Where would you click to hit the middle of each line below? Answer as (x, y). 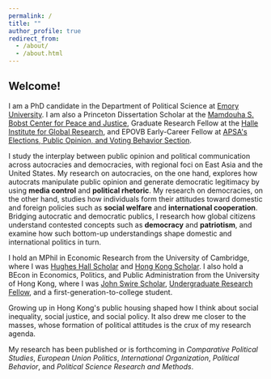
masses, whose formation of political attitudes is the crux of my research (130, 325)
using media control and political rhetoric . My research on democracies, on (136, 190)
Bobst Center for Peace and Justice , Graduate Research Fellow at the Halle (133, 123)
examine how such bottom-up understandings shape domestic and (120, 233)
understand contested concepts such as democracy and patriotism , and (130, 224)
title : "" (25, 23)
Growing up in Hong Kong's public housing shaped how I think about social (133, 308)
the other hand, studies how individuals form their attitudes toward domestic (135, 198)
